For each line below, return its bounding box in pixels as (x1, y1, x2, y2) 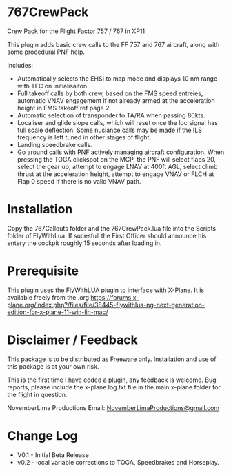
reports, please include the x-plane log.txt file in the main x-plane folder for (7, 383, 221, 391)
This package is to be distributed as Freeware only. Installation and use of (7, 355, 217, 363)
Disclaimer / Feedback (7, 332, 138, 347)
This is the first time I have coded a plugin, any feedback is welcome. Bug (7, 376, 217, 384)
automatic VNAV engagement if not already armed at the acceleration (17, 96, 215, 104)
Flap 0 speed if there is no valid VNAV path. (17, 177, 141, 185)
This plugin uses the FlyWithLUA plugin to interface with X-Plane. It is (7, 286, 205, 294)
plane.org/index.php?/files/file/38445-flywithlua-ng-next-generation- (7, 300, 205, 309)
